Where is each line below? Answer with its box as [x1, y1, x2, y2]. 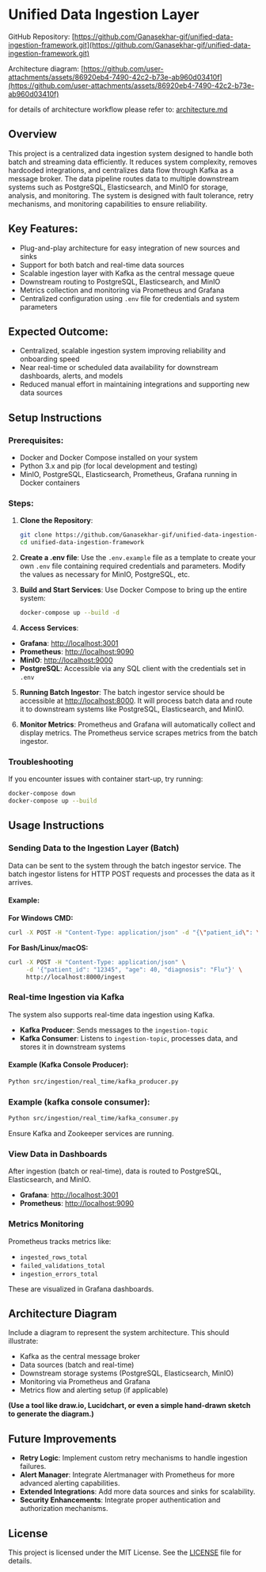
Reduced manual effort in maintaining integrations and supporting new [19, 380, 250, 389]
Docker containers [19, 478, 81, 488]
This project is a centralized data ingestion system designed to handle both [8, 148, 253, 158]
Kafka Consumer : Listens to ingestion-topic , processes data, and [19, 1033, 238, 1043]
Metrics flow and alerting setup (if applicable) [19, 1385, 169, 1395]
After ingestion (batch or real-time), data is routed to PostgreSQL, [8, 1166, 222, 1176]
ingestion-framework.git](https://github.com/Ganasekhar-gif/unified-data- [8, 40, 251, 49]
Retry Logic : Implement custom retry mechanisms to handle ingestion [19, 1453, 248, 1463]
